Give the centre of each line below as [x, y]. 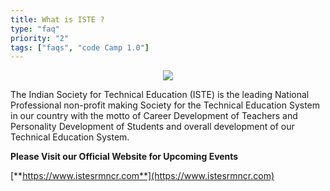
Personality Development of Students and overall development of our [152, 127]
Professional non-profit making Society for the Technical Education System [165, 105]
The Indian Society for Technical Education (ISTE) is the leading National [160, 95]
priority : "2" [40, 38]
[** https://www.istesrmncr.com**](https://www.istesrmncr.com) [142, 176]
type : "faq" [35, 29]
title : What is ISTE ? [57, 19]
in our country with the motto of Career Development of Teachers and [154, 116]
